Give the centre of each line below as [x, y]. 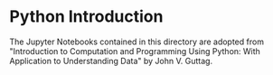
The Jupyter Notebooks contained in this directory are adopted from [137, 42]
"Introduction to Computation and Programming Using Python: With [135, 51]
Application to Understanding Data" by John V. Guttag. [111, 61]
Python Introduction [86, 17]
